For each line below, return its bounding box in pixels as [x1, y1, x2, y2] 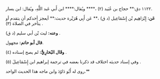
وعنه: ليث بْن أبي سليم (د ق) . [5, 30, 61, 36]
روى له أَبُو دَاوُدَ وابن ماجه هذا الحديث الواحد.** [5, 68, 90, 74]
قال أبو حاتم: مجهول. [5, 39, 44, 45]
